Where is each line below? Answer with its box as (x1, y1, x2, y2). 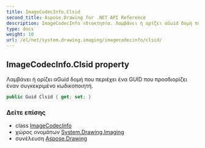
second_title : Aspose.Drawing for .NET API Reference (6, 15, 146, 21)
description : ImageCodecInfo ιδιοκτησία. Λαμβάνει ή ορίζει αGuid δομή (6, 20, 192, 26)
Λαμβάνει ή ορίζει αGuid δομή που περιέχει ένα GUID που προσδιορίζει (6, 75, 188, 82)
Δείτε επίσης (6, 108, 46, 116)
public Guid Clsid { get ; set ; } (6, 93, 92, 100)
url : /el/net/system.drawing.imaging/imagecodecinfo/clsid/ (6, 37, 163, 43)
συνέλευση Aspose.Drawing (15, 135, 87, 142)
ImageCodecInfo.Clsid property (6, 59, 129, 70)
